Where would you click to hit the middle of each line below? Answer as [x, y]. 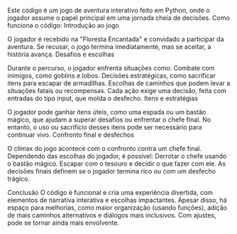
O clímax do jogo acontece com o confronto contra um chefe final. [105, 148]
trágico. [19, 179]
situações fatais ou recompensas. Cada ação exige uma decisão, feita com [117, 91]
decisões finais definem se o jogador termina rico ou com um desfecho [112, 171]
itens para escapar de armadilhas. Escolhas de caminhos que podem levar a [119, 83]
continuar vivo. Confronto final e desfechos [71, 135]
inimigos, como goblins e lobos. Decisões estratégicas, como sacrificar [112, 75]
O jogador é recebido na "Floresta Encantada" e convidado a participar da [116, 39]
